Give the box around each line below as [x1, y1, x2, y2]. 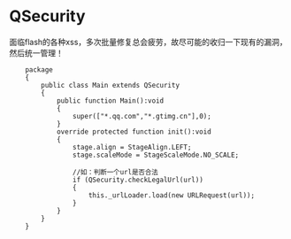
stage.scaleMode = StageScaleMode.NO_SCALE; [72, 150, 240, 159]
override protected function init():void [56, 127, 212, 136]
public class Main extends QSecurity [41, 81, 180, 89]
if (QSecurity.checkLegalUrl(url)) [72, 175, 203, 184]
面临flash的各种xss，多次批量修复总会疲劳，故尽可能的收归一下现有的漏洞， [9, 36, 287, 47]
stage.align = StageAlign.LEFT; [72, 143, 192, 151]
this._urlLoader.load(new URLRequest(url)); [88, 190, 255, 200]
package [25, 65, 53, 74]
